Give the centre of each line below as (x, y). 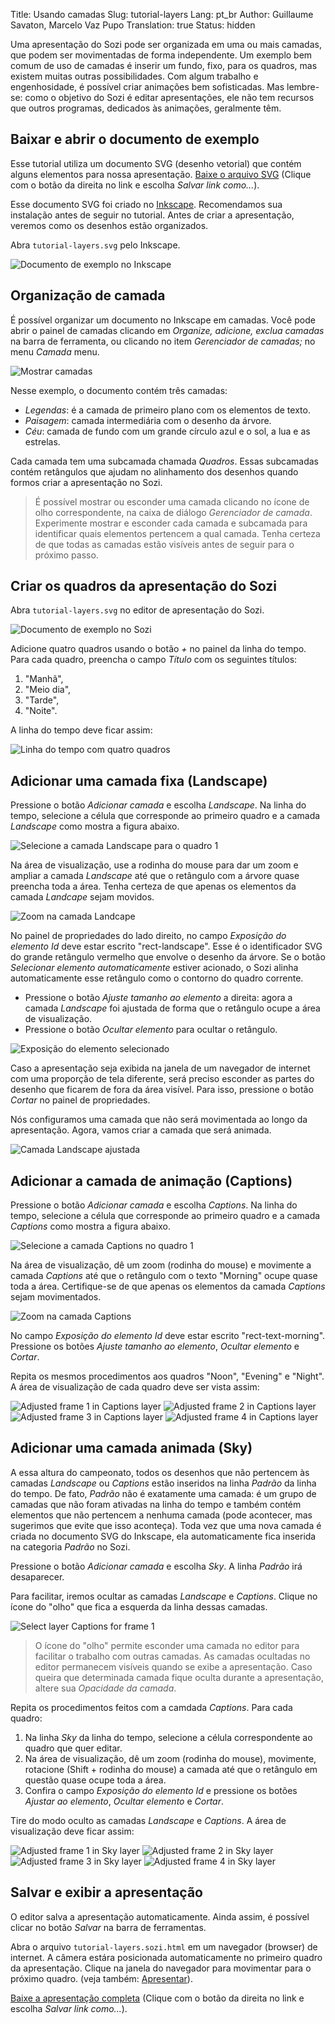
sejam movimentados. (56, 1297)
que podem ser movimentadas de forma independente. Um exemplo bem (161, 55)
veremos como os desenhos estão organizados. (109, 225)
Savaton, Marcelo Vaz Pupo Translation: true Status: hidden (133, 25)
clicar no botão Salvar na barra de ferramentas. (108, 1927)
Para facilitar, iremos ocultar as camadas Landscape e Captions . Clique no (164, 1596)
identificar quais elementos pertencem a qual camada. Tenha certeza (177, 533)
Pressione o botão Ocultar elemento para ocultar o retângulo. (151, 1030)
